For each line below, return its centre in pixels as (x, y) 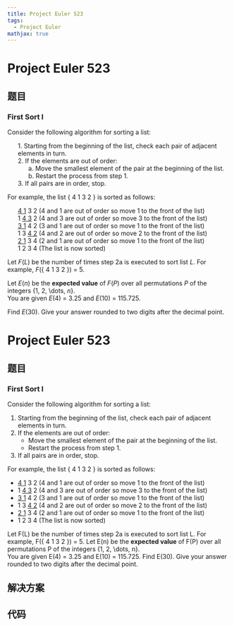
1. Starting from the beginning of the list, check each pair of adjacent (117, 146)
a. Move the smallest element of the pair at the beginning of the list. (126, 169)
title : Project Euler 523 (45, 14)
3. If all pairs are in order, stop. (62, 184)
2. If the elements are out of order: (67, 161)
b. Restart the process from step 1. (78, 176)
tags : (15, 20)
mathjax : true (28, 34)
